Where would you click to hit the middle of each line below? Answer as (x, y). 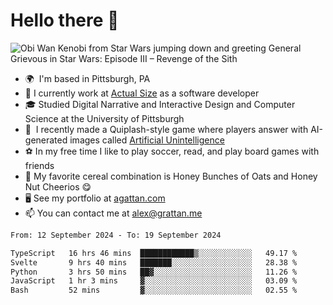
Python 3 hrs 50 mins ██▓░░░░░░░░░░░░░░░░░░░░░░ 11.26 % (154, 272)
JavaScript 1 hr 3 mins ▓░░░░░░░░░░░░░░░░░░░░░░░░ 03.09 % (154, 281)
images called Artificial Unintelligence (147, 140)
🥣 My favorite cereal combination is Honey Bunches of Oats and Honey (171, 176)
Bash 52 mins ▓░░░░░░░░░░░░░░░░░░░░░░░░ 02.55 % (154, 290)
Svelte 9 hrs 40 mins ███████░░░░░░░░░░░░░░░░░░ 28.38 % (154, 262)
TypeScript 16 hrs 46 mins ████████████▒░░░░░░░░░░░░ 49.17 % (154, 253)
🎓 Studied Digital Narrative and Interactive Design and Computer (160, 104)
